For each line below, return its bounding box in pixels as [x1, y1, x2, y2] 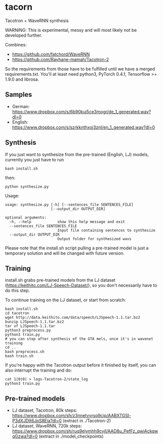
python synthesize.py [5, 184, 49, 189]
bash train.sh [5, 354, 34, 358]
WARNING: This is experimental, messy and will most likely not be [5, 27, 137, 33]
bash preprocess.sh [5, 349, 45, 355]
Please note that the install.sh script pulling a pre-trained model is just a [5, 245, 149, 251]
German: [12, 103, 30, 109]
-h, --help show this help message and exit [9, 219, 125, 224]
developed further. [5, 32, 42, 38]
